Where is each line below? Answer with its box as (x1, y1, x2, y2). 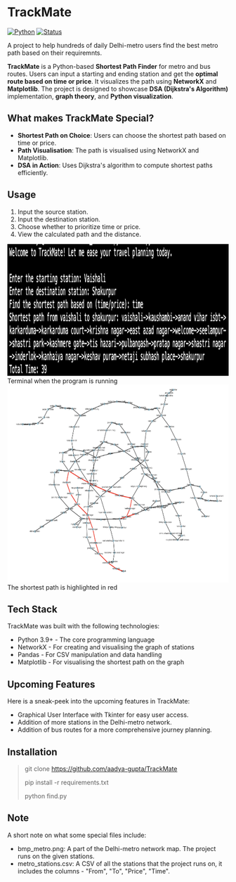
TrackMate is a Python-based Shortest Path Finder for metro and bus (7, 62, 211, 70)
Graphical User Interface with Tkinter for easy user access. (17, 711, 189, 719)
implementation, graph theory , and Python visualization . (7, 92, 173, 100)
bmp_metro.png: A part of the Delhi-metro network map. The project (17, 844, 216, 852)
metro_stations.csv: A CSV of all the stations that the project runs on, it (17, 859, 223, 868)
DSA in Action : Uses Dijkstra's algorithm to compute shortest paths (17, 161, 213, 169)
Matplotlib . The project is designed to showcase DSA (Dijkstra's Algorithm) (7, 84, 228, 93)
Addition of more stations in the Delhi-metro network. (17, 718, 172, 727)
